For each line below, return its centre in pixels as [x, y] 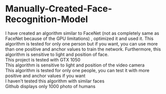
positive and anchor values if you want [45, 75]
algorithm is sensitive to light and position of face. [57, 54]
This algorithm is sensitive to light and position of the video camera [75, 65]
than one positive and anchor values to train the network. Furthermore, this [83, 49]
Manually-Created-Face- [59, 9]
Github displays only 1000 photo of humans [50, 86]
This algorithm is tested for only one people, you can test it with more [77, 70]
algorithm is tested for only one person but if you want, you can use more [81, 43]
